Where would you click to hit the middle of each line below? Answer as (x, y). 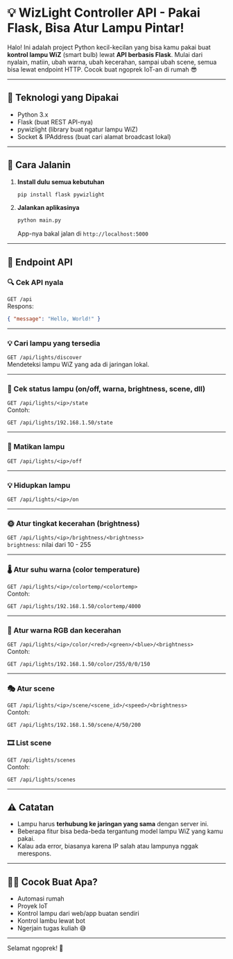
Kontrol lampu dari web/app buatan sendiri (78, 913)
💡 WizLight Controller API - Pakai (104, 13)
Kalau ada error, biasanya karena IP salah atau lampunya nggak (108, 846)
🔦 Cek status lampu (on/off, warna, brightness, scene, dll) (106, 389)
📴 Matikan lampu (36, 447)
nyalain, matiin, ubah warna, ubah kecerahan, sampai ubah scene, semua (112, 62)
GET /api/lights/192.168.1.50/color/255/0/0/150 (79, 664)
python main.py (39, 220)
